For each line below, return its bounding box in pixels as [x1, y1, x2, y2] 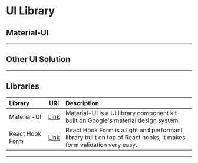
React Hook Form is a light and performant [65, 126, 183, 134]
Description [65, 99, 99, 107]
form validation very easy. [65, 141, 137, 149]
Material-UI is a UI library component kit [65, 109, 177, 117]
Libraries [6, 81, 39, 92]
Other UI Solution [6, 54, 71, 64]
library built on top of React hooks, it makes [65, 133, 186, 141]
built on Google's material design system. [65, 116, 180, 125]
